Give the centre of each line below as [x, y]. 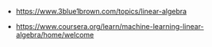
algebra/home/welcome [55, 35]
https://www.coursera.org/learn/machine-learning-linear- [110, 26]
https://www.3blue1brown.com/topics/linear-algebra [101, 11]
